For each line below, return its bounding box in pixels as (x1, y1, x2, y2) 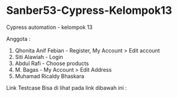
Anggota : (6, 35, 31, 42)
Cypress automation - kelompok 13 (6, 23, 93, 31)
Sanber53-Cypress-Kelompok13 (6, 4, 173, 17)
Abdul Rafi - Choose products (14, 60, 89, 67)
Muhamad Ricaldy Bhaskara (14, 72, 85, 80)
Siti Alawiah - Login (14, 53, 63, 60)
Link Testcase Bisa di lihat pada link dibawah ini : (6, 84, 127, 91)
